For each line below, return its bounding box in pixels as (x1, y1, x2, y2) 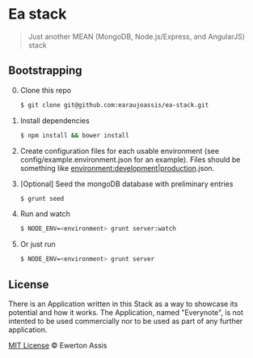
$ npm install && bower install (19, 131, 129, 139)
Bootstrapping (8, 64, 82, 78)
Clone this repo (19, 85, 71, 95)
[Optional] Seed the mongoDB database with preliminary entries (19, 179, 234, 189)
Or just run (19, 240, 57, 249)
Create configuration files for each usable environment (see (19, 146, 220, 156)
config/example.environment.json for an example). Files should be (19, 155, 241, 164)
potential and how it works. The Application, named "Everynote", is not (8, 307, 244, 317)
